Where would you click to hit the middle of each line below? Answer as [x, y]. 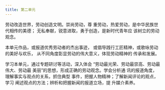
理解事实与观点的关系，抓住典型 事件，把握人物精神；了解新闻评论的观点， [82, 76]
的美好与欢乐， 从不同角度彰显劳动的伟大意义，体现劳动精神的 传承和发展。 [82, 53]
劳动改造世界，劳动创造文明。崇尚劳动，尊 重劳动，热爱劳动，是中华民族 [80, 24]
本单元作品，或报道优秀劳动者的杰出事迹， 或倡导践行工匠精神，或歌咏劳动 [82, 47]
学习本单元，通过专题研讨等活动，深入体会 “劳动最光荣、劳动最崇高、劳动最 [83, 64]
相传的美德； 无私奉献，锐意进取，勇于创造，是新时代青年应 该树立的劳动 [84, 31]
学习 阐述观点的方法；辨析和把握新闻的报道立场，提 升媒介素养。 [71, 83]
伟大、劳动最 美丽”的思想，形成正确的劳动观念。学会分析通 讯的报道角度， [81, 70]
